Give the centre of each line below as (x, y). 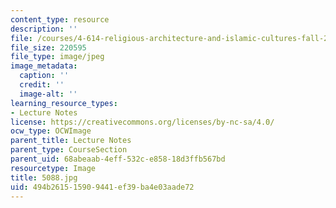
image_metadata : (44, 66)
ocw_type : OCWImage (51, 131)
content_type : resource (60, 19)
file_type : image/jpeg (57, 57)
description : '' (44, 29)
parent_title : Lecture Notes (71, 141)
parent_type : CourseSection (69, 150)
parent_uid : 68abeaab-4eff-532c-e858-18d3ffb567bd (118, 159)
